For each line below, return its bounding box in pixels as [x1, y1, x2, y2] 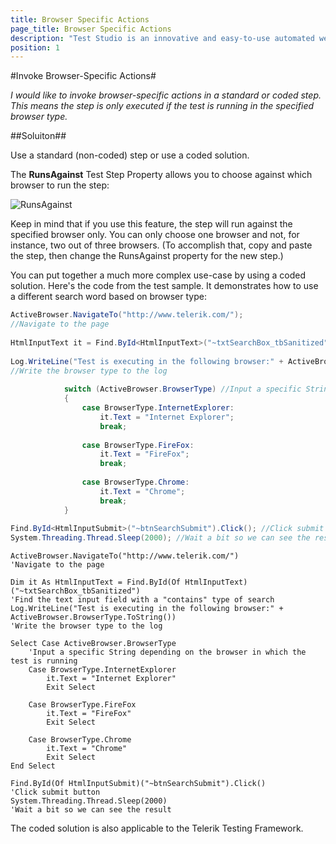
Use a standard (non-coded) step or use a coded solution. [10, 149, 250, 161]
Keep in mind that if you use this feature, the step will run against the [10, 218, 293, 230]
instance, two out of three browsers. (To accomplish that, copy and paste [10, 239, 313, 251]
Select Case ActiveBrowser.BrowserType [10, 639, 177, 649]
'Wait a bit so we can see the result [10, 805, 172, 815]
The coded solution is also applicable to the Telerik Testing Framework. [10, 822, 304, 835]
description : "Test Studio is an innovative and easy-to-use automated [10, 33, 315, 43]
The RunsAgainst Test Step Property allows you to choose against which [10, 169, 313, 181]
